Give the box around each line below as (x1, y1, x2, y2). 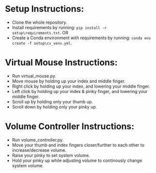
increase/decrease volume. (12, 147, 67, 153)
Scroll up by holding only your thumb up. (12, 98, 93, 105)
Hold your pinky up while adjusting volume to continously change (12, 157, 142, 163)
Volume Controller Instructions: (5, 121, 134, 132)
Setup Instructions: (5, 3, 84, 15)
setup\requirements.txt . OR (12, 30, 69, 35)
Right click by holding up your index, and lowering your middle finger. (12, 83, 150, 89)
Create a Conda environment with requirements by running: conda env (12, 35, 151, 41)
